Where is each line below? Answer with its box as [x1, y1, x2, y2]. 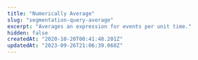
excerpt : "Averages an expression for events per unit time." [7, 23, 192, 30]
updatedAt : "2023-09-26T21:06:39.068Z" [7, 42, 123, 49]
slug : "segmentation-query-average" [7, 17, 114, 23]
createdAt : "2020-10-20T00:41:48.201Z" [7, 36, 123, 43]
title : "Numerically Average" [7, 10, 96, 17]
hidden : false [7, 29, 49, 37]
